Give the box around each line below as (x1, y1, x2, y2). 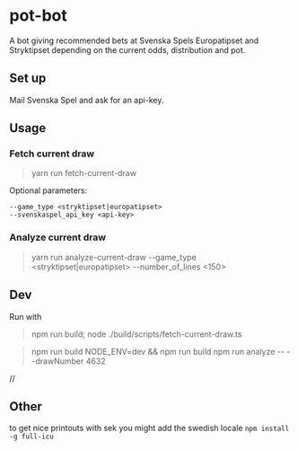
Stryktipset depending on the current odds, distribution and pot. (9, 44, 246, 55)
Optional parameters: (9, 185, 88, 196)
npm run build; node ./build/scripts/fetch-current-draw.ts (31, 329, 242, 340)
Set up (9, 71, 47, 86)
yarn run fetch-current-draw (31, 168, 137, 179)
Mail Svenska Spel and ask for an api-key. (9, 94, 164, 105)
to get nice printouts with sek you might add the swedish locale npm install (9, 423, 290, 434)
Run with (9, 311, 42, 322)
